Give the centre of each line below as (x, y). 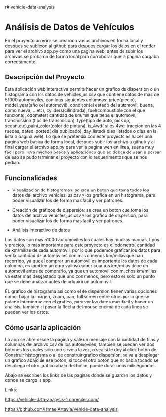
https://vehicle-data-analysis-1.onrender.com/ (52, 400)
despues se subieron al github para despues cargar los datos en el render (80, 46)
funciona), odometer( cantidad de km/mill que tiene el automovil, (71, 115)
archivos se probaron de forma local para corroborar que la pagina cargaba (82, 56)
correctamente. (21, 62)
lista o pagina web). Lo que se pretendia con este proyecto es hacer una (79, 136)
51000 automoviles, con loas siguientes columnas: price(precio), (71, 99)
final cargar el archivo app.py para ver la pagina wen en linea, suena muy (80, 147)
